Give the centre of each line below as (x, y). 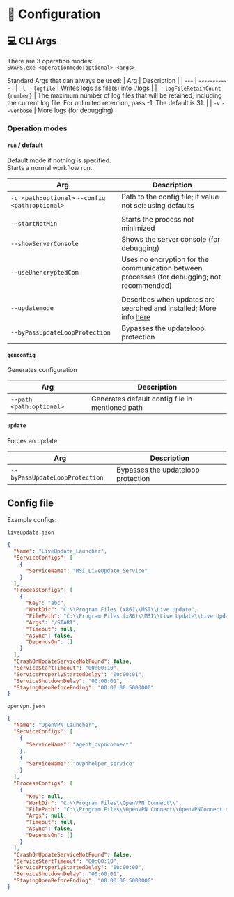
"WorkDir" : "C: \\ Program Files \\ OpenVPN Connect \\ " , (104, 803)
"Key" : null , (45, 796)
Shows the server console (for (171, 240)
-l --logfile (37, 89)
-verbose (20, 111)
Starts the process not (158, 220)
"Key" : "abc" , (46, 603)
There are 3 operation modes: (50, 61)
